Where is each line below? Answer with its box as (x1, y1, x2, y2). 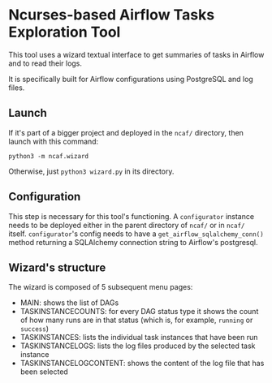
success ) (19, 324, 50, 334)
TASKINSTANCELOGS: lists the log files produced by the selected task (19, 341, 256, 351)
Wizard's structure (8, 260, 106, 274)
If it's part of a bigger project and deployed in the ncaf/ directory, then (8, 127, 244, 137)
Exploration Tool (8, 23, 121, 41)
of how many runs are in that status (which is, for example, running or (19, 315, 253, 325)
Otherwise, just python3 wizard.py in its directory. (8, 166, 175, 176)
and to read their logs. (8, 58, 83, 68)
